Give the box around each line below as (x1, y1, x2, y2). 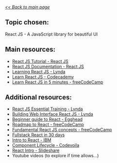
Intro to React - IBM (12, 137, 51, 143)
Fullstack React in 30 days (12, 132, 65, 138)
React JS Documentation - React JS (12, 63, 84, 69)
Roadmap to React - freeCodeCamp (12, 122, 84, 127)
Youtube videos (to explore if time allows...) (12, 153, 99, 159)
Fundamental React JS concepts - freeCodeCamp (12, 127, 112, 133)
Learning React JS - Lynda (12, 68, 66, 75)
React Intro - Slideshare (12, 147, 60, 153)
